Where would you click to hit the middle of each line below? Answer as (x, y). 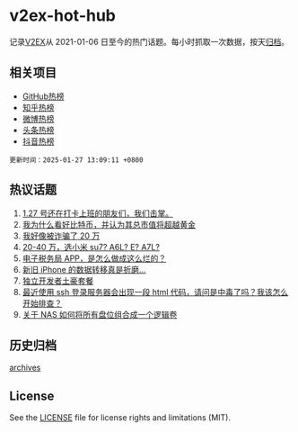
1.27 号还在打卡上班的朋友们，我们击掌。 (97, 213)
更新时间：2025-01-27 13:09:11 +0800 (76, 160)
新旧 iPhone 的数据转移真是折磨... (84, 269)
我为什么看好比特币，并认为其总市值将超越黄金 (109, 224)
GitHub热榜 (43, 96)
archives (25, 368)
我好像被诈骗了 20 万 (61, 236)
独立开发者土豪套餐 (58, 281)
